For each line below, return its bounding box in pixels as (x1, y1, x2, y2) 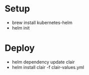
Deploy (4, 42, 35, 54)
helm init (11, 24, 30, 30)
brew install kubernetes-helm (11, 19, 73, 25)
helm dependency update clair (11, 58, 75, 65)
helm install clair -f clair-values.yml (11, 64, 84, 70)
